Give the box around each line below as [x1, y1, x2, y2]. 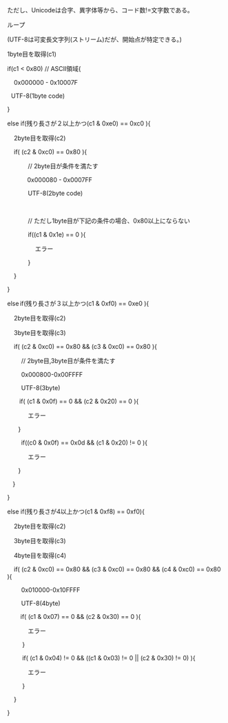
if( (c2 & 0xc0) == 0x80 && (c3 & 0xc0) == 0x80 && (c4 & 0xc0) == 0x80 [13, 565, 222, 573]
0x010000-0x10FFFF [21, 586, 81, 594]
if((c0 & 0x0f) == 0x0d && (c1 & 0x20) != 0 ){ [21, 438, 148, 447]
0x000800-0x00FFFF [21, 371, 83, 378]
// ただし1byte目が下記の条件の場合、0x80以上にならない [27, 216, 191, 225]
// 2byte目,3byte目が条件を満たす [21, 357, 116, 365]
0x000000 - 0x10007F [13, 79, 78, 86]
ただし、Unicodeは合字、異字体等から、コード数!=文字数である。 [7, 6, 194, 14]
